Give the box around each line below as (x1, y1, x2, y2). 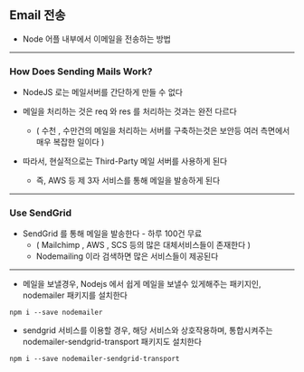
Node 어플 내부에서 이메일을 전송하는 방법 (22, 33, 172, 44)
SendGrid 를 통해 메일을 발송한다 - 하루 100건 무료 (22, 228, 203, 239)
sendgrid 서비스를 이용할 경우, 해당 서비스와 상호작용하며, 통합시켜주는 (22, 325, 273, 336)
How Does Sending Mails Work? (9, 65, 153, 78)
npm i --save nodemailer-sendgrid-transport (9, 355, 180, 364)
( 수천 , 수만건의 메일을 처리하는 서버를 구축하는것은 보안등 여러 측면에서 (35, 125, 290, 137)
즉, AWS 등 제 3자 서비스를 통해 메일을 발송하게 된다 (35, 175, 221, 186)
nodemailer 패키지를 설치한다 (22, 290, 128, 300)
